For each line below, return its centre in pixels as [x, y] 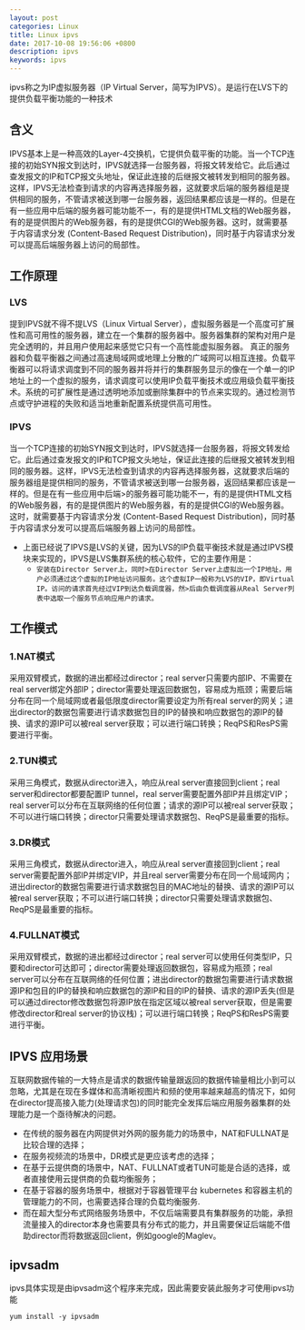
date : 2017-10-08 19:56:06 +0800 [73, 43]
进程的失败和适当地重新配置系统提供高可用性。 [128, 403]
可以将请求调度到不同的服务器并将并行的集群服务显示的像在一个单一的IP [160, 368]
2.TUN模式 [33, 761]
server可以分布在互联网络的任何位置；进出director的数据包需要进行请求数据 [151, 980]
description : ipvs [44, 52]
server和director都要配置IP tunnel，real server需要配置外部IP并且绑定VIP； [150, 793]
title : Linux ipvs [44, 35]
